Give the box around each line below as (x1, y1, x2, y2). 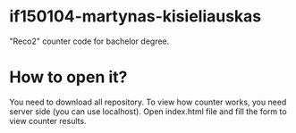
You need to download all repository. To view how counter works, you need (9, 96, 287, 107)
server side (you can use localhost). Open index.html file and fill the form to (9, 105, 288, 117)
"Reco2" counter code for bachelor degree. (9, 36, 170, 46)
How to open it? (9, 67, 128, 87)
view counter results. (9, 115, 87, 126)
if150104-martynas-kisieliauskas (9, 6, 262, 27)
